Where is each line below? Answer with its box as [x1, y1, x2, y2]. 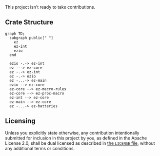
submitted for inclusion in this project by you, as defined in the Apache [5, 135, 147, 141]
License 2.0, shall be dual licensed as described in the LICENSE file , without [5, 140, 155, 146]
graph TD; [5, 31, 25, 36]
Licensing [5, 117, 36, 125]
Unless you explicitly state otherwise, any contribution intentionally [5, 130, 140, 136]
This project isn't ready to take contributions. [5, 4, 96, 10]
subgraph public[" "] [9, 35, 54, 40]
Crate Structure [5, 18, 54, 26]
